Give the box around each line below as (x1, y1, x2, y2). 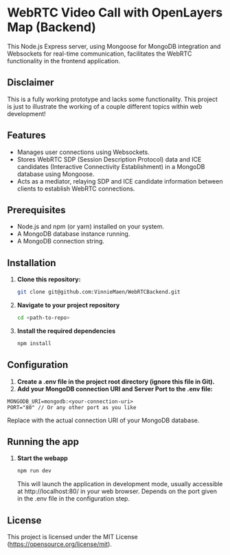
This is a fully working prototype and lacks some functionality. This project (7, 95, 218, 103)
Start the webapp (16, 454, 69, 462)
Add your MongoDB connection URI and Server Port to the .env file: (16, 384, 213, 393)
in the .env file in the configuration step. (16, 494, 130, 503)
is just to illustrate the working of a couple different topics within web (7, 102, 203, 111)
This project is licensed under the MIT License (7, 533, 139, 541)
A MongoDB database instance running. (16, 230, 130, 238)
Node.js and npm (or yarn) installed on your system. (16, 222, 165, 231)
